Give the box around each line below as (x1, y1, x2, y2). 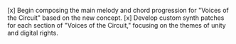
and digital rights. (7, 28, 58, 37)
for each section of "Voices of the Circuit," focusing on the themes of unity (7, 21, 226, 29)
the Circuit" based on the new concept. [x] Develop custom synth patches (7, 13, 225, 22)
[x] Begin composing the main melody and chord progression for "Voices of (7, 6, 229, 14)
